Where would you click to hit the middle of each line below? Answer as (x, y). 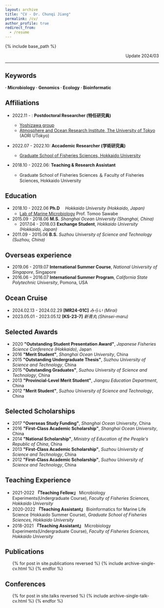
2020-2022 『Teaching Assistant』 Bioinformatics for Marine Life (79, 509)
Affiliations (22, 103)
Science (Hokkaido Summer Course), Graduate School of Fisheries (80, 514)
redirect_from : (20, 28)
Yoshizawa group (37, 125)
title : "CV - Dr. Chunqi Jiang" (38, 14)
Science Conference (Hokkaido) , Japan (52, 349)
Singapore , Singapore (34, 272)
